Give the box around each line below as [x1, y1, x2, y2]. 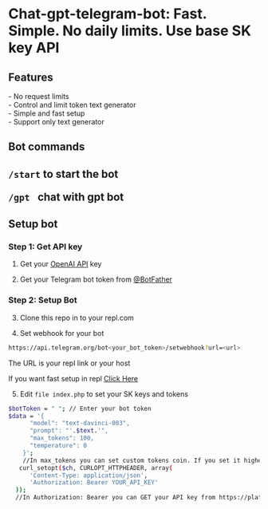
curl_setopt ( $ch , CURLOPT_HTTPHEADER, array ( [18, 464, 173, 472]
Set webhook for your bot [19, 328, 104, 337]
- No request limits [8, 92, 69, 101]
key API [8, 39, 60, 57]
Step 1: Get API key [8, 241, 83, 252]
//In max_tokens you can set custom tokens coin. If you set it [22, 456, 241, 464]
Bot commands [8, 140, 85, 154]
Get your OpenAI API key [19, 259, 102, 269]
